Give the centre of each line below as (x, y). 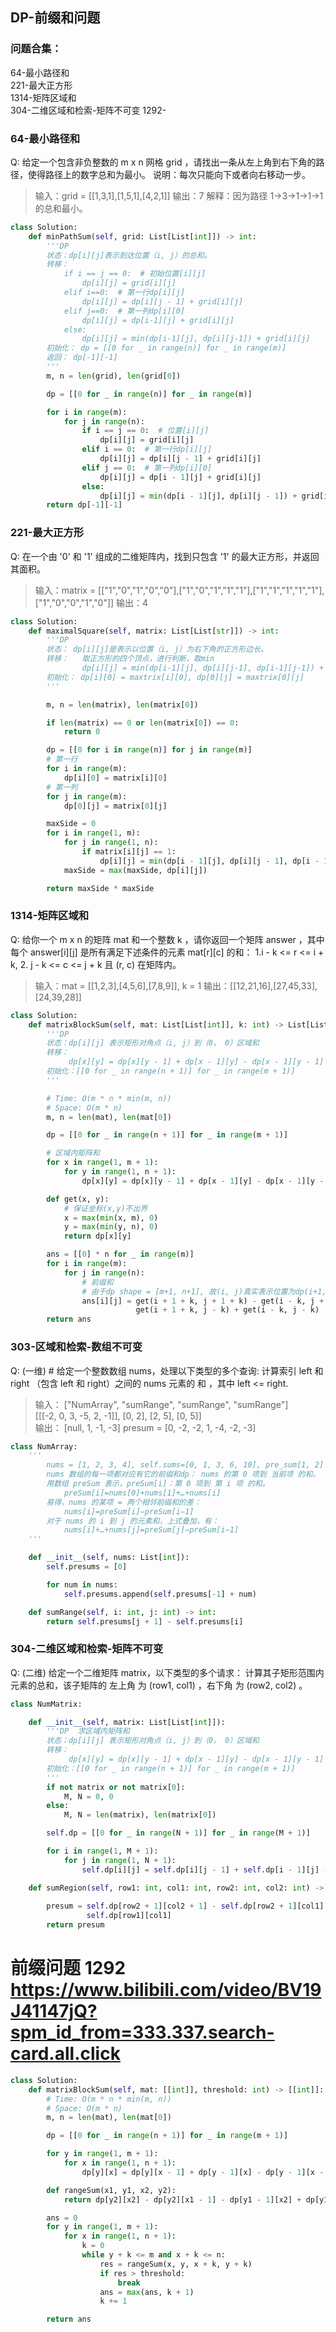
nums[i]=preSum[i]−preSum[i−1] (129, 1511)
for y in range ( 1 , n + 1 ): (120, 1172)
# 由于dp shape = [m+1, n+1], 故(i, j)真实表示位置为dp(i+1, (204, 1291)
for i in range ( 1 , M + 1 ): (102, 1851)
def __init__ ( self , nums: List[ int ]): (109, 1558)
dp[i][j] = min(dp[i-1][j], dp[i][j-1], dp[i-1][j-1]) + (203, 668)
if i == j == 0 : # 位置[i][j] (145, 431)
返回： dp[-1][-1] (82, 358)
